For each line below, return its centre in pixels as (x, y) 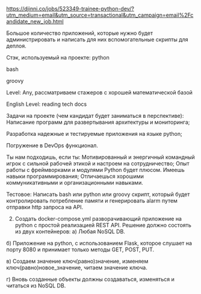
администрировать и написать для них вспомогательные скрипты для (97, 39)
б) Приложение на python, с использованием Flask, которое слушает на (99, 243)
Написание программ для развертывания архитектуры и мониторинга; (98, 122)
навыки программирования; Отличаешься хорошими (75, 176)
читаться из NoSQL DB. (36, 286)
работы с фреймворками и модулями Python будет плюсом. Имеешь (95, 170)
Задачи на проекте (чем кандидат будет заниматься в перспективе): (95, 116)
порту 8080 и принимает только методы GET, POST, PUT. (80, 250)
